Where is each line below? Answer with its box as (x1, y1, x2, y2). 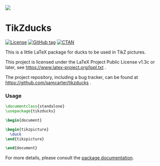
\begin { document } (5, 118, 42, 123)
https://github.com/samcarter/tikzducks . (5, 79, 92, 86)
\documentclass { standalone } (5, 104, 65, 109)
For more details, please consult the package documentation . (5, 155, 134, 161)
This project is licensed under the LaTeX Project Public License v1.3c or (5, 59, 155, 65)
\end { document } (5, 146, 38, 151)
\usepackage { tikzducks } (5, 108, 56, 114)
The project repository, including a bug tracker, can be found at (5, 74, 139, 80)
